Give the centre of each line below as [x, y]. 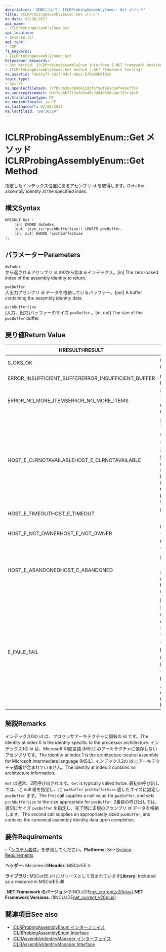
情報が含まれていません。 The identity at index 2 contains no [75, 767]
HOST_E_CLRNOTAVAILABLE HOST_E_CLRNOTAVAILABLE [75, 460]
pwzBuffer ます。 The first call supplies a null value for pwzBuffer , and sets [80, 796]
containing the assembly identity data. [44, 298]
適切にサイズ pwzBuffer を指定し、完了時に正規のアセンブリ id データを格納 [82, 808]
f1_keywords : [19, 51]
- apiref [14, 83]
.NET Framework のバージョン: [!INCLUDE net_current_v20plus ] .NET [74, 892]
